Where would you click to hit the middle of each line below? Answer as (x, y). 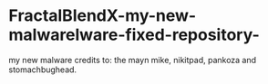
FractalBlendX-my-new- (103, 16)
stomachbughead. (43, 70)
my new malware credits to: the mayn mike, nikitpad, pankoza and (133, 60)
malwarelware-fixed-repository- (134, 35)
